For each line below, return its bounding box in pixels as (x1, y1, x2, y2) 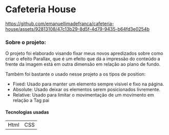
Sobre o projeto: (5, 38, 46, 46)
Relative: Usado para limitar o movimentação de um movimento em (12, 92, 155, 98)
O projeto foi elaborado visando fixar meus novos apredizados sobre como (5, 50, 163, 57)
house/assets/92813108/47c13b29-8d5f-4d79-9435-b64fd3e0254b (5, 26, 150, 32)
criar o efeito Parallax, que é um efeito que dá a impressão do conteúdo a (5, 56, 160, 62)
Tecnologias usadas (5, 109, 49, 115)
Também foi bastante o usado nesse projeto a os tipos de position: (5, 71, 146, 77)
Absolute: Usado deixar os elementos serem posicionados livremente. (12, 86, 160, 93)
